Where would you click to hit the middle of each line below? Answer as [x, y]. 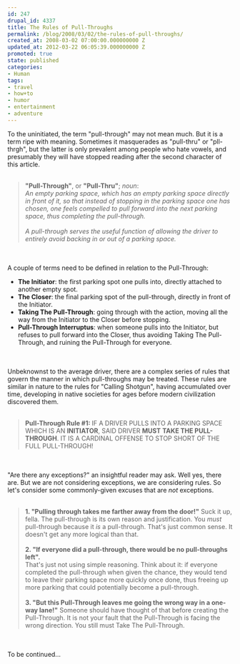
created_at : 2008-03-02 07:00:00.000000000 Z [76, 41]
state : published [33, 61]
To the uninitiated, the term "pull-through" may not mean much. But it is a [115, 134]
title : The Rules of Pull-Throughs [60, 27]
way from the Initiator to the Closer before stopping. [94, 319]
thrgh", [17, 149]
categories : [25, 67]
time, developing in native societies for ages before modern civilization [111, 394]
